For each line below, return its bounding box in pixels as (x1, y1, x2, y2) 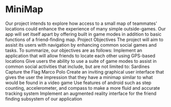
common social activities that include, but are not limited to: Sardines (5, 63, 150, 69)
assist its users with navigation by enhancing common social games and (5, 42, 157, 48)
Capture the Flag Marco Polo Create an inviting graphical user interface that (5, 68, 164, 75)
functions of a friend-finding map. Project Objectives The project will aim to (5, 37, 164, 43)
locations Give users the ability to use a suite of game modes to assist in (5, 58, 157, 64)
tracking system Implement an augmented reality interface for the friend (5, 90, 157, 96)
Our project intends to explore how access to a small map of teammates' (5, 20, 158, 26)
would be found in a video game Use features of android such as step (5, 80, 152, 86)
